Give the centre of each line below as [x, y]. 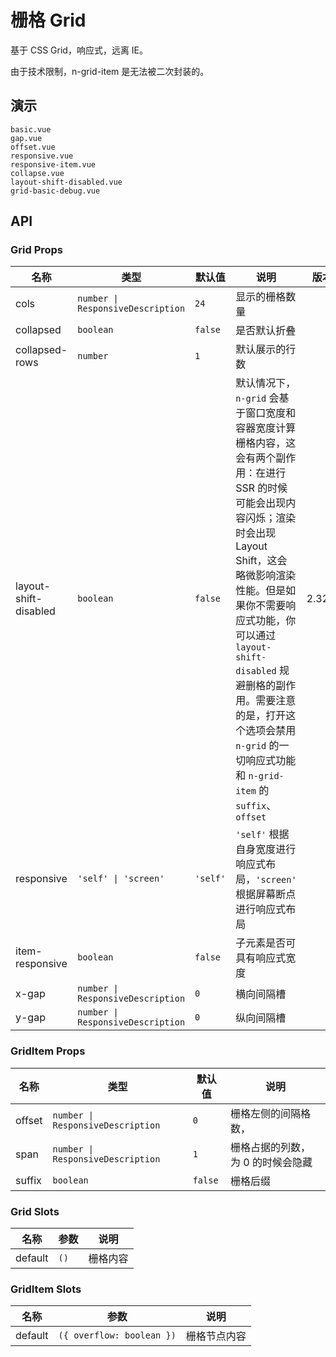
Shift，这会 [261, 561]
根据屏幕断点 [266, 894]
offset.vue [33, 147]
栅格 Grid [48, 20]
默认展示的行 [266, 349]
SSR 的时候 [261, 488]
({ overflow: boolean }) [117, 1335]
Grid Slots [35, 1211]
